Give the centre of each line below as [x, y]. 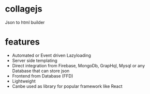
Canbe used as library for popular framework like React [67, 86]
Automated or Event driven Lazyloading [51, 55]
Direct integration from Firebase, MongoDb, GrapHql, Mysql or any [78, 65]
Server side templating [35, 60]
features [22, 42]
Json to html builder [25, 22]
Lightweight [24, 81]
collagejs [24, 9]
